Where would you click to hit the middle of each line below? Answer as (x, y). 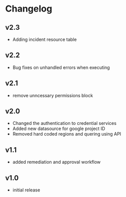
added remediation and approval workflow (56, 162)
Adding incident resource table (45, 39)
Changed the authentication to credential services (65, 123)
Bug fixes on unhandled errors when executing (61, 67)
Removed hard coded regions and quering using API (67, 134)
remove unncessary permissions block (53, 95)
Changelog (29, 9)
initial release (26, 190)
